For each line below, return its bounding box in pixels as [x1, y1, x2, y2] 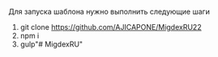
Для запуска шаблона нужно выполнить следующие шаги [8, 7, 211, 16]
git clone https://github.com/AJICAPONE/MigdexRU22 [19, 22, 202, 31]
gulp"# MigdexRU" [19, 39, 83, 49]
